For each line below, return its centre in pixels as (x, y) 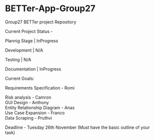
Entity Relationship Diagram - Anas (40, 107)
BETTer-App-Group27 (50, 9)
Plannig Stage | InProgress (32, 41)
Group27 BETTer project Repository (41, 22)
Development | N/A (24, 50)
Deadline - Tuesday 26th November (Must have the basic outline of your (77, 127)
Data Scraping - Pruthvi (29, 118)
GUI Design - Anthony (27, 102)
